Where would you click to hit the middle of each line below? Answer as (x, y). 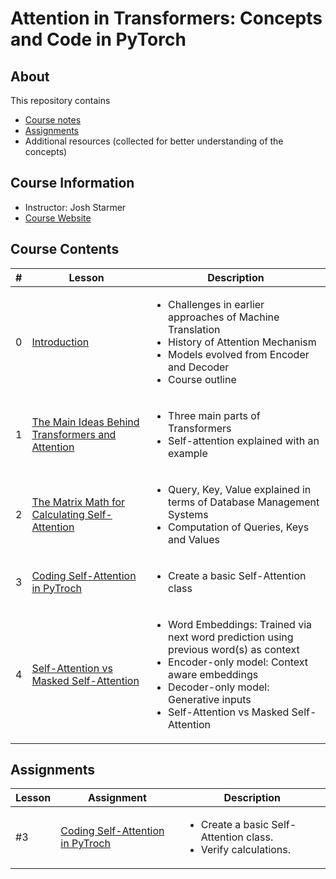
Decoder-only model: (219, 687)
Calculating (58, 514)
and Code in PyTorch (98, 39)
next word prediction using (231, 637)
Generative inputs (210, 699)
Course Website (58, 218)
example (188, 453)
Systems (188, 514)
